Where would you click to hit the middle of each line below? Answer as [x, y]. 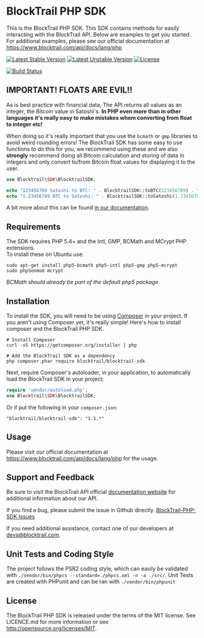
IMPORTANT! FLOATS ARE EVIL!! [69, 90]
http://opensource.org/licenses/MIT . [52, 628]
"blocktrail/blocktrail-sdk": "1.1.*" [55, 418]
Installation [28, 301]
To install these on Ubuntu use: [45, 254]
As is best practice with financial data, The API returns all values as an [94, 105]
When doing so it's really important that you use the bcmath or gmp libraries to [102, 136]
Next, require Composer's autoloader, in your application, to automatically [99, 373]
